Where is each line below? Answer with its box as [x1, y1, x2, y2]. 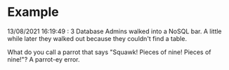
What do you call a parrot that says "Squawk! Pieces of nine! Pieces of [7, 48, 211, 56]
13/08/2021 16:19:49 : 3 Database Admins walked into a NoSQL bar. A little [7, 27, 223, 35]
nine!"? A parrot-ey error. [7, 55, 80, 63]
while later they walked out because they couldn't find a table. [7, 34, 188, 42]
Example [7, 4, 59, 20]
